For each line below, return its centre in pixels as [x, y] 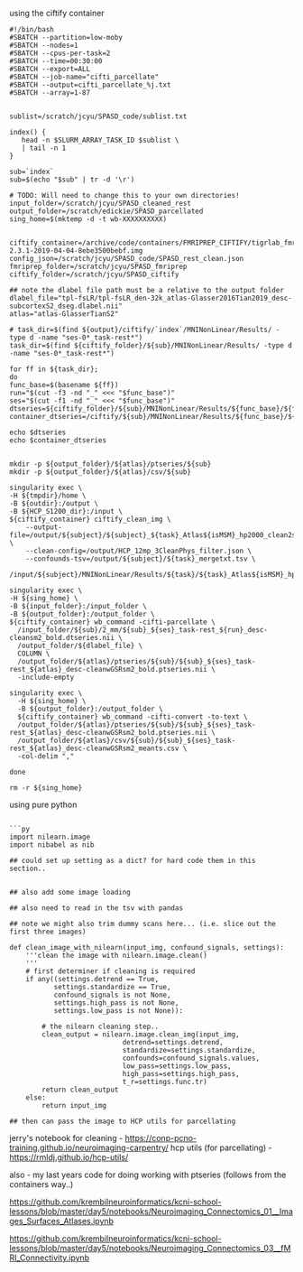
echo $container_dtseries [58, 441]
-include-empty [46, 677]
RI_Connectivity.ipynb [50, 1258]
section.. [28, 868]
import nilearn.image [50, 837]
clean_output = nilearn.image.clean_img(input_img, [141, 1035]
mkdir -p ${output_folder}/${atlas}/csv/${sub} [101, 472]
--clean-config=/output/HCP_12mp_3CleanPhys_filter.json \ [139, 551]
